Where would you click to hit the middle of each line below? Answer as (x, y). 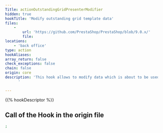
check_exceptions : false (30, 64)
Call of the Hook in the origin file (55, 115)
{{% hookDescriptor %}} (30, 100)
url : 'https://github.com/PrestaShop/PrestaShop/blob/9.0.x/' (87, 32)
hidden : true (18, 14)
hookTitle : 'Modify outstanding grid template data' (59, 18)
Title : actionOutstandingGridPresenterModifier (54, 9)
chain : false (18, 68)
